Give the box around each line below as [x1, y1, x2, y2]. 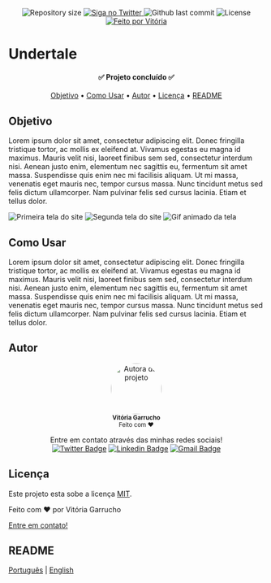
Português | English [8, 565, 75, 575]
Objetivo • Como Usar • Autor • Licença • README [50, 90, 222, 101]
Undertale [8, 45, 78, 63]
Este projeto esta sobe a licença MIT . [8, 489, 132, 498]
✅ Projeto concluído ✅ [98, 72, 174, 81]
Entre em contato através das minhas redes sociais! [49, 435, 223, 445]
